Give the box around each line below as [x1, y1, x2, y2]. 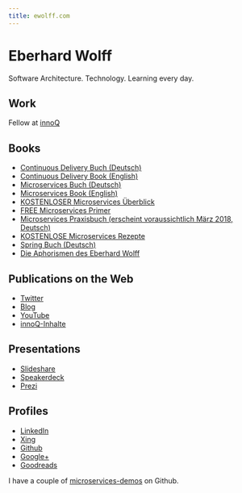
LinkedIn [19, 425, 49, 436]
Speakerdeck [19, 372, 65, 382]
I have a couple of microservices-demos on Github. [8, 475, 179, 485]
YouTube [19, 311, 50, 320]
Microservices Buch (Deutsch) [19, 180, 122, 190]
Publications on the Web [8, 272, 134, 286]
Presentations [8, 342, 81, 356]
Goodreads [19, 460, 58, 470]
